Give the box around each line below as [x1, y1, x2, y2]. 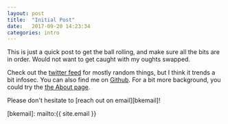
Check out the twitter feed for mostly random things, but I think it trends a [7, 69, 216, 77]
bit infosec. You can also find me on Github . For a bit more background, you [7, 76, 221, 84]
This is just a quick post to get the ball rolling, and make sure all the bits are [7, 48, 220, 56]
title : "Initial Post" [7, 16, 76, 23]
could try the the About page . [7, 83, 91, 91]
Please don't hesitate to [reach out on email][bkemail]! [7, 97, 161, 105]
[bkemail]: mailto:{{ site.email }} [7, 110, 97, 118]
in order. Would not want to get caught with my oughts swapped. [7, 55, 191, 64]
